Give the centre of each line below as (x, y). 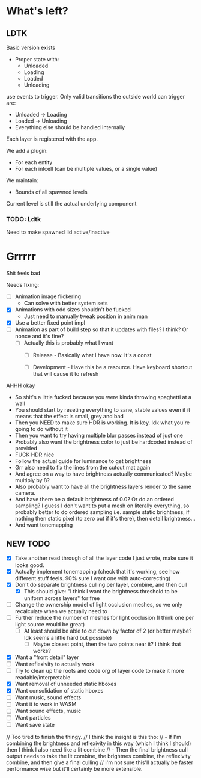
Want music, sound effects (48, 697)
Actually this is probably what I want (69, 343)
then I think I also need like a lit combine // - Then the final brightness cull (97, 749)
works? (42, 651)
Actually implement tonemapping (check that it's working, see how (97, 571)
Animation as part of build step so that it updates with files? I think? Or (102, 329)
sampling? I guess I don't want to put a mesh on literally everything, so (102, 506)
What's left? (37, 11)
